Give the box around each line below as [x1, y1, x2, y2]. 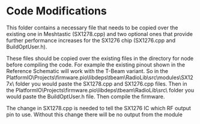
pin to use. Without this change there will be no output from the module [6, 111, 183, 118]
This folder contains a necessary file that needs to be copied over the [6, 24, 178, 31]
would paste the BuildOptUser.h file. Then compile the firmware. [6, 93, 165, 100]
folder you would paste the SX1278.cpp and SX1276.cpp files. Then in [15, 80, 187, 87]
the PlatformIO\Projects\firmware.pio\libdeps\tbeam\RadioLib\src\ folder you [6, 86, 195, 93]
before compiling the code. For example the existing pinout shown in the [6, 61, 185, 68]
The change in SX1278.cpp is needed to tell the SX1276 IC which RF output [6, 104, 191, 111]
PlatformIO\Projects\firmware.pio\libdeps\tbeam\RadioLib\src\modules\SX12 [6, 74, 193, 81]
